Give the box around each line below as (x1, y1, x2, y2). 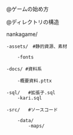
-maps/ (28, 123, 45, 129)
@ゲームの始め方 (6, 5, 49, 12)
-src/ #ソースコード (6, 107, 58, 113)
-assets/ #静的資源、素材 (6, 43, 68, 49)
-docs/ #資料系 (6, 66, 42, 72)
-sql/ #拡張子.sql (6, 90, 56, 96)
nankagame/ (6, 31, 38, 38)
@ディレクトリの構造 (6, 18, 60, 26)
